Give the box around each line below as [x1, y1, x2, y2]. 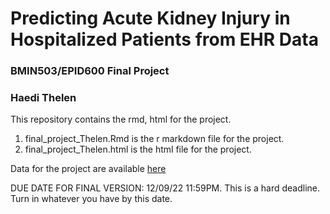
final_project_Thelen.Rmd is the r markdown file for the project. [24, 133, 285, 145]
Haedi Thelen [10, 91, 77, 105]
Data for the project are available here [10, 163, 167, 175]
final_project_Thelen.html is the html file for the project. [24, 143, 252, 156]
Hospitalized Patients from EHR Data [10, 28, 319, 51]
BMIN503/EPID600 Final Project [10, 64, 170, 78]
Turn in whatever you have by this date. [10, 193, 173, 205]
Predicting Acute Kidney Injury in [10, 7, 291, 30]
